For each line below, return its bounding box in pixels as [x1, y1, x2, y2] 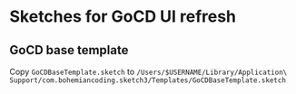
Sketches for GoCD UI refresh [9, 6, 237, 27]
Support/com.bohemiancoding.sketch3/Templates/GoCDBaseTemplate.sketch [9, 76, 286, 85]
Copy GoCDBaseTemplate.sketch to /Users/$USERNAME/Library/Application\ [9, 66, 288, 77]
